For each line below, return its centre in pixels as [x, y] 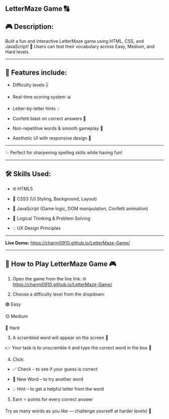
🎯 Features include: [36, 72]
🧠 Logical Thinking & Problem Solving [51, 218]
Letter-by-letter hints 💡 [36, 109]
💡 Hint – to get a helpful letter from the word [58, 389]
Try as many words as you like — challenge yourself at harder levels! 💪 [78, 411]
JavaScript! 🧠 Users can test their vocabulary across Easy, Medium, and [80, 47]
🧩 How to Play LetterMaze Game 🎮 [61, 264]
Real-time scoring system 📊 [42, 97]
